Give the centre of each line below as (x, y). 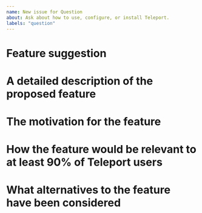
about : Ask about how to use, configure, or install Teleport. (88, 18)
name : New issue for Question (45, 12)
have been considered (64, 203)
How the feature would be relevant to (101, 150)
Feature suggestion (56, 53)
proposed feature (51, 94)
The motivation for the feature (84, 121)
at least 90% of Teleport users (84, 162)
